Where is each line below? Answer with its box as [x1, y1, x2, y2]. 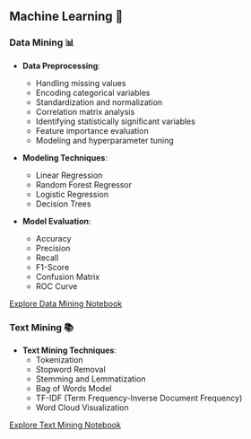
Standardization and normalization [35, 96, 163, 108]
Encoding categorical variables [35, 87, 151, 98]
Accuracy [35, 233, 72, 243]
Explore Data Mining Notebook [9, 298, 123, 309]
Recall [35, 252, 59, 263]
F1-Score [35, 261, 70, 272]
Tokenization [35, 354, 83, 364]
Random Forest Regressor [35, 179, 133, 189]
